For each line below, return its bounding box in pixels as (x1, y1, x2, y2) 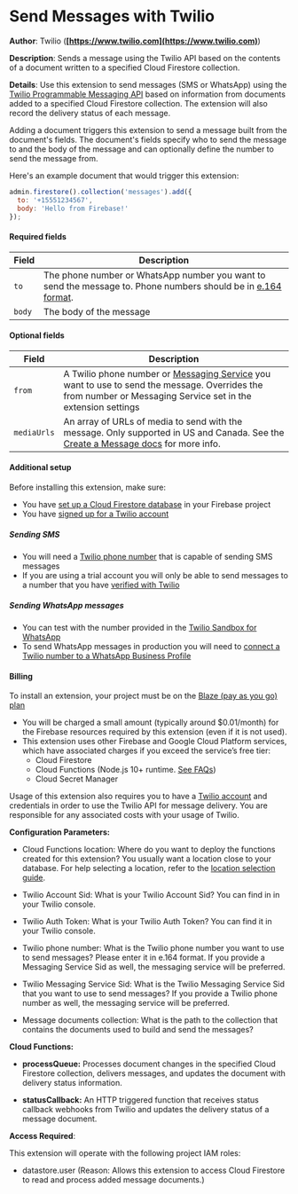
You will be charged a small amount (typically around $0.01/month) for (21, 717, 279, 728)
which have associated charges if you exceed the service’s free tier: (21, 745, 271, 756)
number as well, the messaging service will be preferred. (21, 998, 231, 1009)
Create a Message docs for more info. (63, 437, 221, 450)
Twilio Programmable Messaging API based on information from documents (9, 89, 286, 99)
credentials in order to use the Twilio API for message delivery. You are (9, 800, 268, 811)
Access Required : (9, 1131, 76, 1142)
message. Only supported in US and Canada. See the (63, 426, 285, 438)
